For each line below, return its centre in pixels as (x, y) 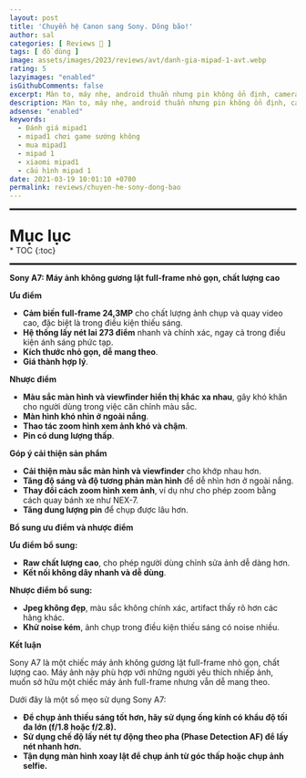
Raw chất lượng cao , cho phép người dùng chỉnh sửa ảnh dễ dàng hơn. (156, 563)
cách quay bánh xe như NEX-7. (81, 500)
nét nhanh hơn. (52, 747)
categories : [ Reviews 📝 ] (61, 43)
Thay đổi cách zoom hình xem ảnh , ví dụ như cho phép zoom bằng (149, 491)
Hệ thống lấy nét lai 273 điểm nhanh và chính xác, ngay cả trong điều (154, 333)
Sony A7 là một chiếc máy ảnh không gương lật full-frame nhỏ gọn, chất (145, 663)
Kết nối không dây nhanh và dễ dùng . (94, 573)
